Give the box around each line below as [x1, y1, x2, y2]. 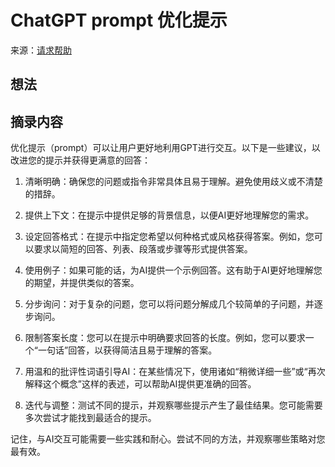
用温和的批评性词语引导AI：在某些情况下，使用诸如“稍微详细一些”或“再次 [24, 366, 326, 378]
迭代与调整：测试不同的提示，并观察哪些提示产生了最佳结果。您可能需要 [24, 399, 323, 411]
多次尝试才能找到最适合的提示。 [24, 412, 157, 424]
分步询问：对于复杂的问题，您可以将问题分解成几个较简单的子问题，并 [24, 298, 315, 310]
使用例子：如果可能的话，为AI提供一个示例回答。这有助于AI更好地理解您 [24, 264, 323, 276]
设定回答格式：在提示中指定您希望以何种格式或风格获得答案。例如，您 [24, 231, 315, 243]
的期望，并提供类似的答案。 [24, 277, 140, 289]
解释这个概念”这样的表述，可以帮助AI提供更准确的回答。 [24, 378, 257, 390]
